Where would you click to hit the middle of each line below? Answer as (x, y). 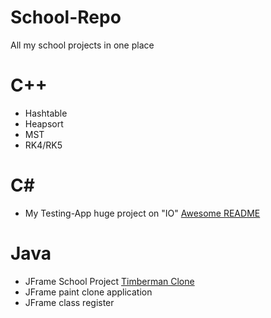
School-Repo (66, 17)
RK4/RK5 (43, 145)
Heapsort (44, 123)
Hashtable (46, 113)
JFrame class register (69, 302)
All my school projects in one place (82, 45)
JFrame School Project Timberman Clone (109, 281)
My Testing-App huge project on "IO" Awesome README (142, 213)
